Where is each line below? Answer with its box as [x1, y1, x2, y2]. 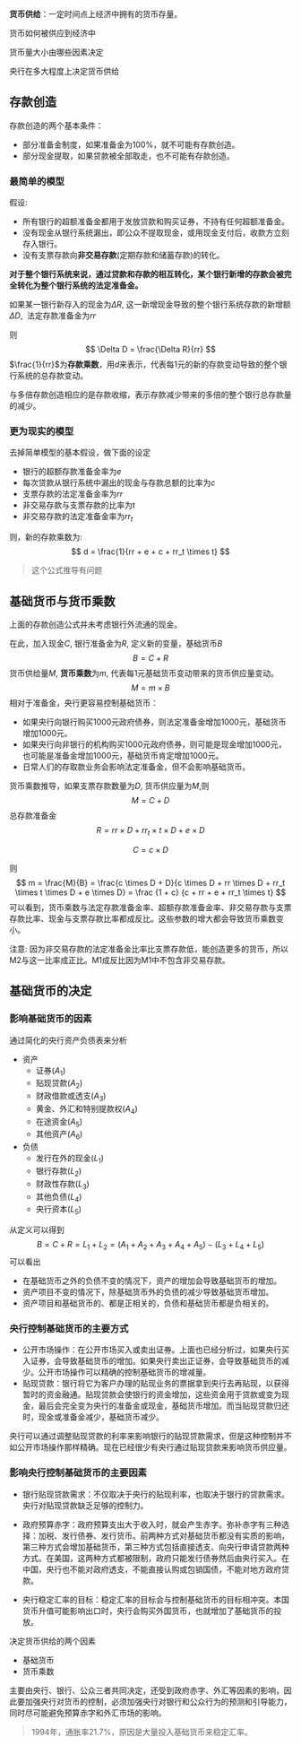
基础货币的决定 [9, 984, 92, 999]
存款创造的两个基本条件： [9, 120, 104, 131]
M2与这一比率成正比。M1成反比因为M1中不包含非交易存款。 [9, 954, 230, 965]
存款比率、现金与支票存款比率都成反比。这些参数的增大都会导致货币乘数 [9, 913, 276, 924]
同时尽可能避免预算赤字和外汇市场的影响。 [9, 1707, 167, 1718]
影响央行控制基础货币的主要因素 [9, 1466, 148, 1479]
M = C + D [131, 795, 170, 806]
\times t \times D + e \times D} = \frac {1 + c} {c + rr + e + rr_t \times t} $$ [14, 887, 287, 898]
